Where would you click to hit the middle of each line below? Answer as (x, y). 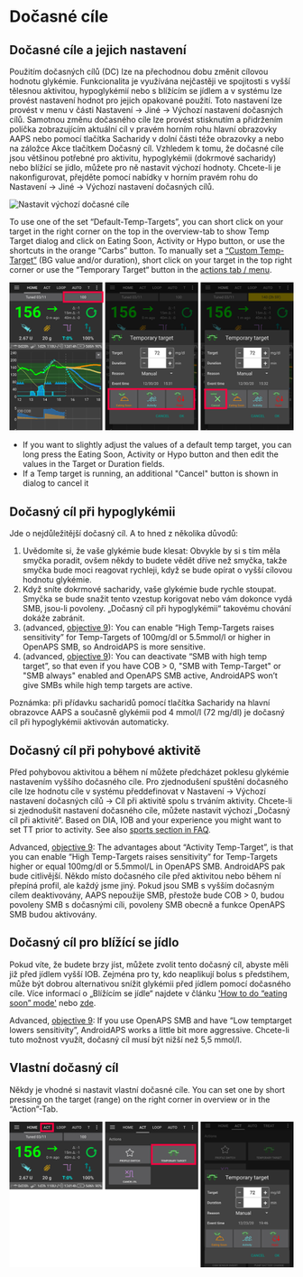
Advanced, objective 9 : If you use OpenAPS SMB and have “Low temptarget (151, 1020)
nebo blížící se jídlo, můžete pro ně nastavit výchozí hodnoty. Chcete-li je (145, 168)
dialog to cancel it (55, 483)
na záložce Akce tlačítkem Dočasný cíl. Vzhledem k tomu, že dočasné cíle (147, 148)
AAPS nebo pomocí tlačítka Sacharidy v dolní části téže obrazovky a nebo (147, 139)
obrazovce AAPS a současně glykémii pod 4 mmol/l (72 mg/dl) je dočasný (147, 713)
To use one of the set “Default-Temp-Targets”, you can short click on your (147, 222)
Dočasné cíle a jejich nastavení (98, 50)
